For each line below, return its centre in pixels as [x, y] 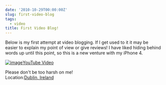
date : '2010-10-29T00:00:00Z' [37, 10]
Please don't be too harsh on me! [39, 72]
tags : [11, 19]
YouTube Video [38, 63]
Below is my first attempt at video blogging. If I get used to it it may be [77, 42]
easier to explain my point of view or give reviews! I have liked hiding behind [83, 48]
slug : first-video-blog [30, 14]
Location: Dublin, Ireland [30, 78]
